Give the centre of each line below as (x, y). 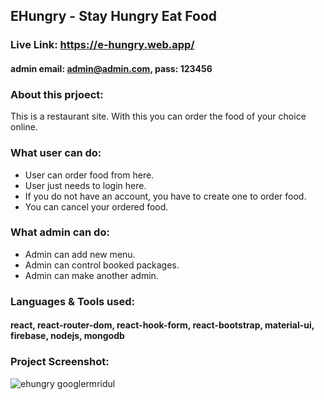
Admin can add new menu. (80, 254)
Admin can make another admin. (91, 275)
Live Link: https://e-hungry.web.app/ (102, 45)
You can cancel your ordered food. (96, 206)
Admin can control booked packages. (102, 265)
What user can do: (56, 153)
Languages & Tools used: (72, 301)
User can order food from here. (89, 175)
